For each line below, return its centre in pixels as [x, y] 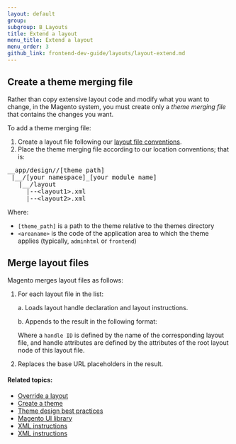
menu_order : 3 [28, 47]
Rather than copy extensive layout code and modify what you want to [108, 99]
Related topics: [30, 380]
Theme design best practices [60, 411]
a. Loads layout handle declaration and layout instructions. [103, 307]
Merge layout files [48, 263]
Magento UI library [45, 418]
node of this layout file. [51, 350]
